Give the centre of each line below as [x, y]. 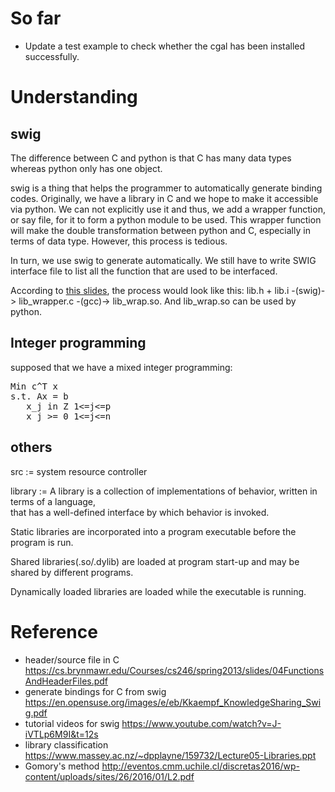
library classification [66, 744]
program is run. [42, 542]
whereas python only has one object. [86, 168]
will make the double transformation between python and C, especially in [160, 230]
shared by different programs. [72, 572]
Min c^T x [34, 386]
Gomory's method [62, 766]
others [31, 447]
